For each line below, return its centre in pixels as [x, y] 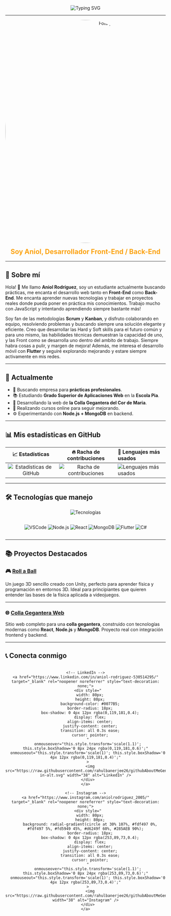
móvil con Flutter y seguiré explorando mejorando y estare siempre [76, 351]
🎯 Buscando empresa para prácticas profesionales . [67, 390]
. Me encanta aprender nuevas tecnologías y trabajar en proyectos [83, 298]
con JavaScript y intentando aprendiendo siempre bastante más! [73, 309]
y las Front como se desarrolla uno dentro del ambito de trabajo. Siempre [82, 341]
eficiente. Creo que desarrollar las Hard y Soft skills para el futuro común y [83, 330]
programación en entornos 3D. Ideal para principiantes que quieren [76, 590]
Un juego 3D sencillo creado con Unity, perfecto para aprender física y [79, 584]
